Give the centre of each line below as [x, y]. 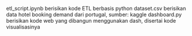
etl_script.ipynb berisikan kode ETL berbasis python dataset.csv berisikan [96, 8]
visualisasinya [23, 27]
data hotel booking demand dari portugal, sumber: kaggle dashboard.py [94, 15]
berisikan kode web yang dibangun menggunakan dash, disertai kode [91, 21]
